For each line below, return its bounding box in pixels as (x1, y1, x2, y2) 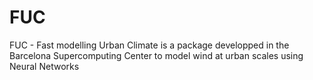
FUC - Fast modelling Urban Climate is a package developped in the (9, 39, 290, 51)
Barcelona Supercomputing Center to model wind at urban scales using (9, 49, 304, 61)
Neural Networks (9, 60, 80, 72)
